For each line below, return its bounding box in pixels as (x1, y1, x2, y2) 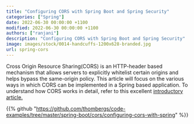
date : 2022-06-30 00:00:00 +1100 (6, 19, 88, 25)
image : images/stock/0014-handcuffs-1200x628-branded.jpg (6, 42, 151, 47)
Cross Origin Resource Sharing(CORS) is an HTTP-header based (6, 63, 163, 70)
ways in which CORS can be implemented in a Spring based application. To (6, 81, 188, 88)
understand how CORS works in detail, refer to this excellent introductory (6, 87, 183, 94)
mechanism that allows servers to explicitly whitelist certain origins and (6, 68, 179, 76)
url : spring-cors (6, 47, 49, 53)
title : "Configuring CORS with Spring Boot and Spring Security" (6, 8, 169, 15)
